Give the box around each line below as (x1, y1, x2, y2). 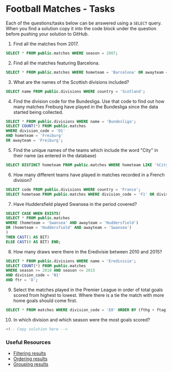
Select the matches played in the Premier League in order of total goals (13, 287, 163, 293)
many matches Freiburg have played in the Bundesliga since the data (13, 103, 159, 110)
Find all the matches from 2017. (13, 40, 79, 46)
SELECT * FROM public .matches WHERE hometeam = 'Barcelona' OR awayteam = (6, 69, 168, 75)
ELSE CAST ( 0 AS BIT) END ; (6, 239, 61, 244)
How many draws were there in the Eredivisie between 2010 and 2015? (13, 248, 162, 254)
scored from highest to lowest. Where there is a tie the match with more (13, 292, 164, 298)
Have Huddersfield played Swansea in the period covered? (13, 201, 137, 207)
